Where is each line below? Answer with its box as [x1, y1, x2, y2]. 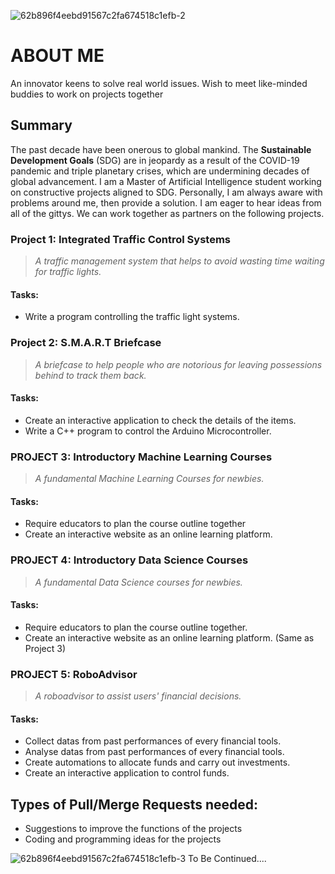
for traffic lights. [34, 266, 102, 278]
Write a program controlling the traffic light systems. [24, 311, 240, 323]
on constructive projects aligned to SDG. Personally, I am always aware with [10, 186, 323, 198]
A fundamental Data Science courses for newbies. [34, 576, 243, 588]
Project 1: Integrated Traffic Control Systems [10, 232, 231, 246]
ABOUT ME [10, 45, 105, 67]
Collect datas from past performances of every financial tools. [24, 735, 282, 747]
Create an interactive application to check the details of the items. [24, 414, 297, 426]
